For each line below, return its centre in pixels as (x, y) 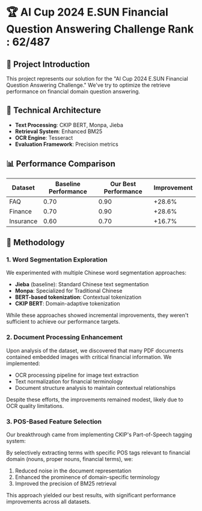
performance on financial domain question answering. (73, 91)
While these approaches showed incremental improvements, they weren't (97, 315)
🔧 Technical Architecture (54, 111)
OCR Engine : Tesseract (44, 137)
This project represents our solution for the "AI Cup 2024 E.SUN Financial (97, 79)
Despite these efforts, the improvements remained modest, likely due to (95, 400)
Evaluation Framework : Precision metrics (66, 144)
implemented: (23, 363)
